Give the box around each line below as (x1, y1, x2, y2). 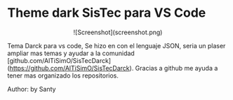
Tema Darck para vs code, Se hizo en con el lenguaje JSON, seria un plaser (7, 41, 226, 50)
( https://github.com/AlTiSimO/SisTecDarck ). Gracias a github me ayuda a (7, 64, 218, 72)
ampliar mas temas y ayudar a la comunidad (7, 49, 135, 57)
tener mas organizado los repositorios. (7, 71, 119, 80)
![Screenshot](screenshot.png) (73, 28, 163, 36)
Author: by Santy (7, 85, 56, 93)
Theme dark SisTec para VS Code (7, 5, 206, 21)
